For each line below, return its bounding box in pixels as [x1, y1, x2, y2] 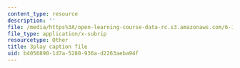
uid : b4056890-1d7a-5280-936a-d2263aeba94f [7, 50, 139, 57]
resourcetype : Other [7, 37, 69, 44]
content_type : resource [7, 10, 79, 18]
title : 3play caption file [7, 43, 88, 50]
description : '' [7, 17, 56, 24]
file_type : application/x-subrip [7, 30, 107, 38]
